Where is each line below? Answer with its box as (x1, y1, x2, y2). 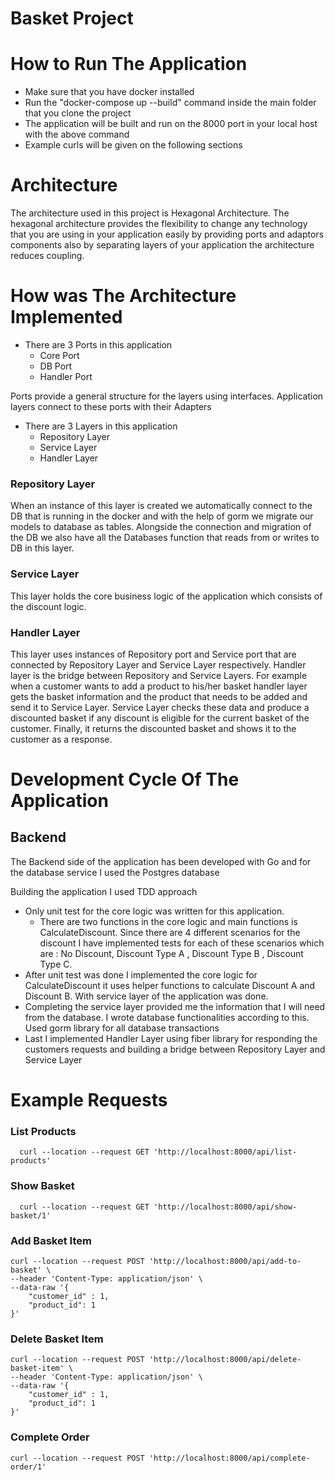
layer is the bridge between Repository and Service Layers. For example (10, 669, 308, 681)
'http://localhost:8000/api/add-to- (148, 1256, 302, 1266)
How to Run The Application (10, 53, 248, 76)
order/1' (10, 1462, 47, 1472)
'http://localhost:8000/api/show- (153, 1202, 298, 1212)
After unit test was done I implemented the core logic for (24, 968, 258, 981)
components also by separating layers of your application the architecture (10, 239, 315, 251)
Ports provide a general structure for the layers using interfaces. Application (10, 390, 324, 402)
